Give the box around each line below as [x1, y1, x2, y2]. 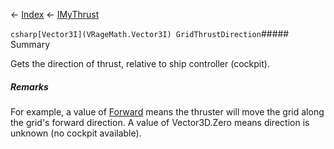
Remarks [10, 80, 49, 93]
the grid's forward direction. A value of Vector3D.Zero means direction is [10, 116, 310, 128]
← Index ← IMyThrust [10, 9, 100, 20]
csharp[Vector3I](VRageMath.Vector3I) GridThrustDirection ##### [10, 28, 290, 39]
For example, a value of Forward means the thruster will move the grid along [10, 105, 325, 118]
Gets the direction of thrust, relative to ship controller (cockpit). [10, 58, 270, 69]
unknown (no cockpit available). [10, 127, 142, 139]
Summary [10, 39, 51, 50]
